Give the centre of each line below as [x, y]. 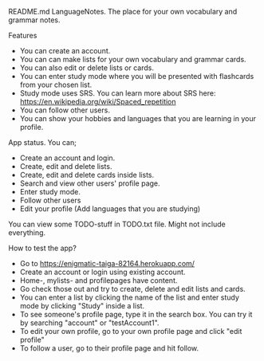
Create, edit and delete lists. [66, 166]
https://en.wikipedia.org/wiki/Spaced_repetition [98, 102]
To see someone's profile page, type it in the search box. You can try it [136, 314]
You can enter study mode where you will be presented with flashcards [137, 76]
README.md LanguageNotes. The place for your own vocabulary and [123, 12]
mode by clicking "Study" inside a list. [82, 306]
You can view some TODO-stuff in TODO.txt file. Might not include [117, 224]
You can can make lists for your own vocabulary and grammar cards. [133, 59]
